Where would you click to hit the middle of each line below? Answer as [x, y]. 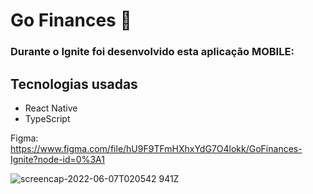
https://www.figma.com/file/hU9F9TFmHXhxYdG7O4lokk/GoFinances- [156, 148]
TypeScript [47, 118]
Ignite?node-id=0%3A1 [57, 159]
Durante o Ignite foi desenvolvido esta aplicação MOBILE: [152, 52]
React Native [51, 108]
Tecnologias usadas [74, 84]
